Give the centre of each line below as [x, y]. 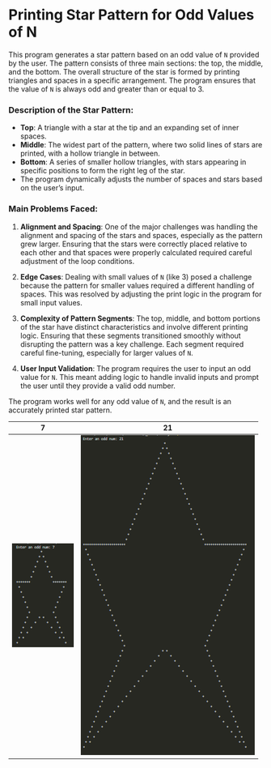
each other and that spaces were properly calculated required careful [136, 252]
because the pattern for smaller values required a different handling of [137, 285]
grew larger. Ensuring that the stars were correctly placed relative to [133, 244]
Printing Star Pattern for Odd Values [131, 15]
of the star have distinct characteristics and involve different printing [134, 326]
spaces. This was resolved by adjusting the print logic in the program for [141, 294]
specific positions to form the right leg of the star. [103, 171]
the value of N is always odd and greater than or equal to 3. [106, 89]
